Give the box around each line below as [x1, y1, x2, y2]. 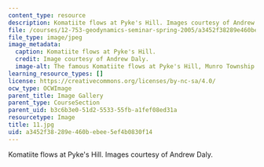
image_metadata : [8, 41, 61, 49]
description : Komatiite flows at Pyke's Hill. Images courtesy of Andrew [8, 19, 255, 27]
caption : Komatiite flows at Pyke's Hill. [15, 48, 156, 56]
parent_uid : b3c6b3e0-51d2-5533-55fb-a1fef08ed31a [8, 107, 178, 114]
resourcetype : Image [8, 114, 76, 122]
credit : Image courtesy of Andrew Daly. [15, 56, 149, 64]
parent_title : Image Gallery [8, 92, 104, 100]
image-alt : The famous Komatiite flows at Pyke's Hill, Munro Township [15, 63, 255, 71]
